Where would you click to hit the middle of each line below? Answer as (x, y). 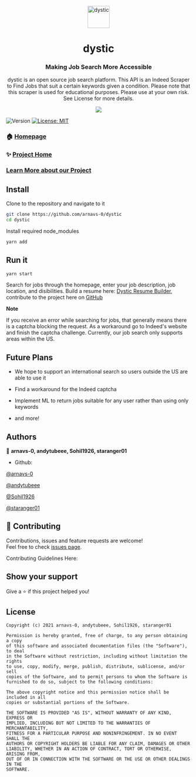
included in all (26, 698)
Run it (17, 260)
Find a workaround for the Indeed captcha (66, 389)
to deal (16, 651)
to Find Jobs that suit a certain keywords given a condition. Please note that (99, 86)
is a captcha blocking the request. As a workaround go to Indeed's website (97, 326)
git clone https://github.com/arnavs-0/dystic (64, 215)
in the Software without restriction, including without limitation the (97, 656)
